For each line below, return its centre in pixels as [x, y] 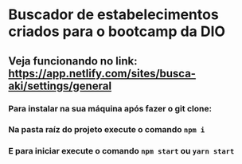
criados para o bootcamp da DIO [117, 31]
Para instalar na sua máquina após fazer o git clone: [110, 108]
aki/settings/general [60, 86]
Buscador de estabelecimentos [113, 15]
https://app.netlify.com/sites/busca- [102, 73]
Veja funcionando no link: [73, 61]
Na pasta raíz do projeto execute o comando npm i [107, 130]
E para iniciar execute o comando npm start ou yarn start [121, 151]
